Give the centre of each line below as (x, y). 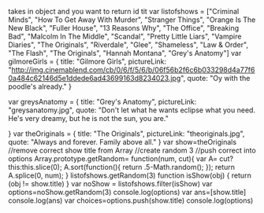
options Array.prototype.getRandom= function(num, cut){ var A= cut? (121, 159)
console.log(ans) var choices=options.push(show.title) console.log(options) (131, 200)
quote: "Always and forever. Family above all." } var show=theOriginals (123, 142)
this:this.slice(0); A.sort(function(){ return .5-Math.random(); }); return (121, 167)
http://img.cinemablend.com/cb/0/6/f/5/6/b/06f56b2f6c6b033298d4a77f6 (133, 70)
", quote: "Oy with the (216, 78)
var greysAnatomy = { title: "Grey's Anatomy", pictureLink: (102, 102)
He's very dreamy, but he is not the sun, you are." (89, 118)
